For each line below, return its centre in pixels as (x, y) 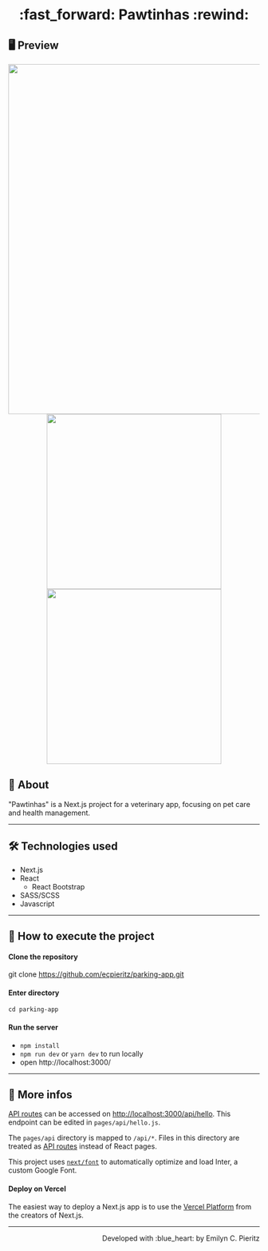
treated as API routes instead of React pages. (83, 1146)
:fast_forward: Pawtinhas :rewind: (134, 15)
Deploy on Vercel (37, 1189)
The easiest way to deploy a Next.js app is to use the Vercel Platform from (130, 1206)
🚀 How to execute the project (81, 936)
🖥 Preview (33, 45)
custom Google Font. (43, 1170)
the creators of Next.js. (46, 1215)
